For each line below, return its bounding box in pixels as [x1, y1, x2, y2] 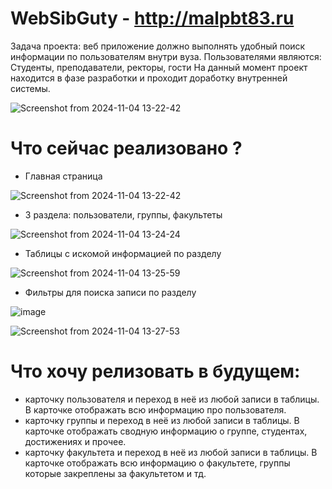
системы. [10, 82, 51, 94]
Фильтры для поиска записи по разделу [24, 286, 197, 298]
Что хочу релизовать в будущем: [10, 360, 301, 383]
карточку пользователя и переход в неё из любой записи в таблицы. [24, 393, 320, 405]
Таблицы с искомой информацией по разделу [24, 247, 222, 259]
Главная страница [24, 170, 103, 182]
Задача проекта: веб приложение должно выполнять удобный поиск [10, 40, 306, 52]
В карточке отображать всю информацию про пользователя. [24, 403, 287, 416]
